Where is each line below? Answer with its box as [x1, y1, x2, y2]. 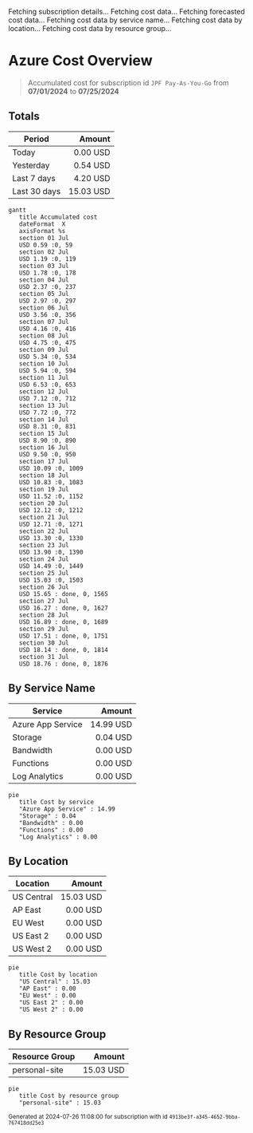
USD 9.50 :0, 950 [18, 450, 77, 458]
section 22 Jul [18, 527, 69, 535]
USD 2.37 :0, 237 [18, 282, 77, 290]
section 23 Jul [18, 541, 69, 549]
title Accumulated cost [18, 213, 98, 221]
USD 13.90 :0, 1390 [18, 548, 84, 556]
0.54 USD [73, 160, 111, 171]
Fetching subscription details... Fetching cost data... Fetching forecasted [8, 7, 245, 16]
